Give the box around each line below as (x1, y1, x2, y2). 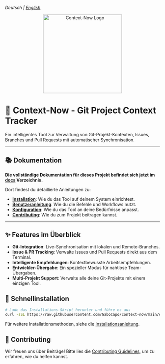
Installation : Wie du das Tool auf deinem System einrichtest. (12, 196, 135, 202)
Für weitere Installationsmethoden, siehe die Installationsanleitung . (5, 321, 140, 327)
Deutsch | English (5, 5, 41, 10)
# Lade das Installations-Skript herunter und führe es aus (5, 307, 131, 312)
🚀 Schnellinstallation (5, 294, 70, 303)
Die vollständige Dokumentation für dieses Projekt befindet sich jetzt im (5, 172, 155, 178)
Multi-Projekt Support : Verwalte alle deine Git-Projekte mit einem (12, 275, 146, 281)
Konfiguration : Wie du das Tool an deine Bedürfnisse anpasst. (12, 207, 139, 212)
